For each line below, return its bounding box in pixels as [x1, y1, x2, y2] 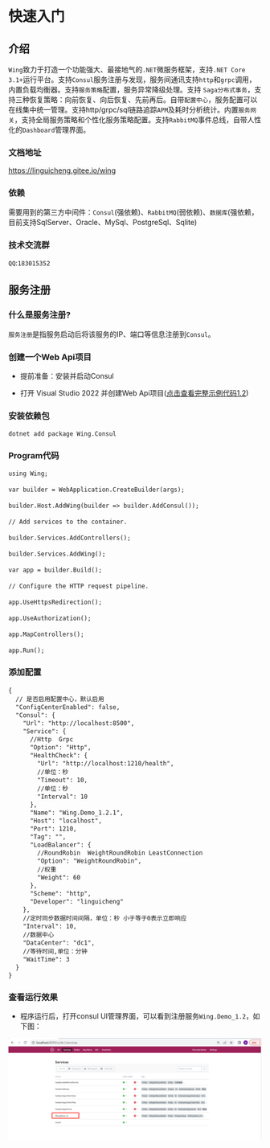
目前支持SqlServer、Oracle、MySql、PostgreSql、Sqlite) [8, 217, 198, 227]
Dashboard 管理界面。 [22, 125, 91, 134]
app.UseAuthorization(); [8, 614, 92, 623]
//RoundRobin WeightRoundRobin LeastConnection [37, 849, 203, 857]
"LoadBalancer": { [29, 841, 92, 849]
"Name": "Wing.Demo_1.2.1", [29, 809, 125, 817]
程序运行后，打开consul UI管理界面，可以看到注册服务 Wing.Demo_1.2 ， [19, 1011, 253, 1021]
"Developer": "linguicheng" [29, 897, 125, 905]
